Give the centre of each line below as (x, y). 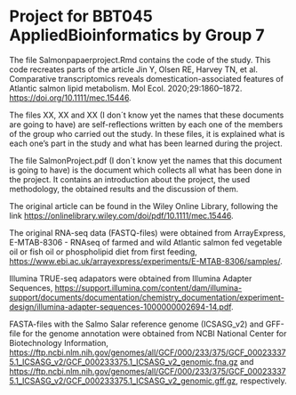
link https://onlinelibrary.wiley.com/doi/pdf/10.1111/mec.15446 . (121, 215)
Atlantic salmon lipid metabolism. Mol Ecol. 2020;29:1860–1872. (126, 88)
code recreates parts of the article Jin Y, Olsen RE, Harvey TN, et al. (133, 69)
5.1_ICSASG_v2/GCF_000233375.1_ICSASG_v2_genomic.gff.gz (123, 381)
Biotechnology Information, (59, 343)
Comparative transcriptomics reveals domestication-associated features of (147, 78)
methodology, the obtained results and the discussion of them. (124, 189)
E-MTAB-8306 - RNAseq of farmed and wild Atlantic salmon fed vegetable (146, 242)
